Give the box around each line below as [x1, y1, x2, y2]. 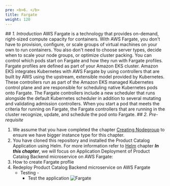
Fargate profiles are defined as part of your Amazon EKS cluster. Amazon [5, 63, 158, 69]
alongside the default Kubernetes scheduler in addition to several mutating [5, 95, 161, 101]
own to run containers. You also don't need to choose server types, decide [5, 47, 162, 53]
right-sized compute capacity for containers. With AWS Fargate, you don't [5, 36, 160, 42]
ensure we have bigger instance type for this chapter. [12, 132, 125, 138]
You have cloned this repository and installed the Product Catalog [12, 137, 150, 143]
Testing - [20, 170, 40, 176]
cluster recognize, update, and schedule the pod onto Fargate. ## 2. [5, 111, 148, 118]
